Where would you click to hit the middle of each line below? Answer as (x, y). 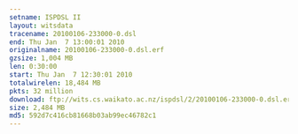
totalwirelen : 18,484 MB (55, 83)
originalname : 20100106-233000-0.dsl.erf (87, 50)
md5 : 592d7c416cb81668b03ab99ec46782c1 (83, 115)
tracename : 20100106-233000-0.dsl (73, 33)
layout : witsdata (41, 26)
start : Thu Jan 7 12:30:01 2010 (71, 75)
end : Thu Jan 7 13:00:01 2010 (67, 42)
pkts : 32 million (41, 91)
